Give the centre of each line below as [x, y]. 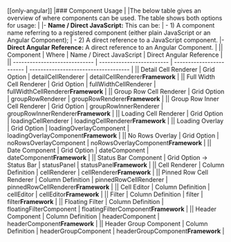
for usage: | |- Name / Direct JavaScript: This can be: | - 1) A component [111, 25]
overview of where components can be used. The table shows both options [115, 18]
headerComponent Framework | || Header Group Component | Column [108, 224]
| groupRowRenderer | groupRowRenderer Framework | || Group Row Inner [113, 99]
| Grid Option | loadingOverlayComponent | [68, 128]
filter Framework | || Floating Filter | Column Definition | [85, 202]
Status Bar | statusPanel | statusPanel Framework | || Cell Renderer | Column [116, 165]
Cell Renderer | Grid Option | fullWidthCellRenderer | [82, 84]
